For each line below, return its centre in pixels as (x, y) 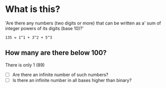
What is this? (33, 9)
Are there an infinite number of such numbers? (60, 74)
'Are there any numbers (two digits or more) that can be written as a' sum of (83, 23)
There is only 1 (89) (25, 65)
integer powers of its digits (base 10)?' (44, 28)
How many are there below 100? (56, 53)
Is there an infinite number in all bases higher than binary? (72, 80)
